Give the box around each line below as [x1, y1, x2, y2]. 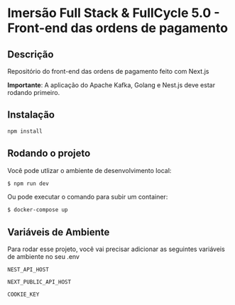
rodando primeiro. [7, 89, 60, 96]
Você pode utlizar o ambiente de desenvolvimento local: [7, 166, 172, 174]
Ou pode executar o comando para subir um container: [7, 193, 168, 201]
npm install [7, 128, 43, 135]
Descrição [7, 48, 54, 60]
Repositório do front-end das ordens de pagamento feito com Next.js [7, 67, 209, 75]
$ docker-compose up [7, 206, 69, 213]
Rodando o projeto [7, 148, 91, 160]
